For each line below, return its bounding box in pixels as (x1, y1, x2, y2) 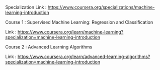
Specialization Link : (5, 4, 47, 10)
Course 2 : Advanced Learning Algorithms (5, 44, 93, 49)
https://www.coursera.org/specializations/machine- (47, 4, 155, 10)
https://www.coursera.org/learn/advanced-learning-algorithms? (17, 53, 150, 59)
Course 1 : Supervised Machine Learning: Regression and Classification (5, 19, 153, 25)
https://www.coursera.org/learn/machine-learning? (17, 29, 124, 34)
